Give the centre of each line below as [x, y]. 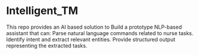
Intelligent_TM [42, 11]
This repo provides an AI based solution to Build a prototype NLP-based [94, 27]
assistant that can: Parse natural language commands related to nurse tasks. [100, 33]
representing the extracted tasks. [47, 46]
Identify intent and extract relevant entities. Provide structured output [91, 39]
